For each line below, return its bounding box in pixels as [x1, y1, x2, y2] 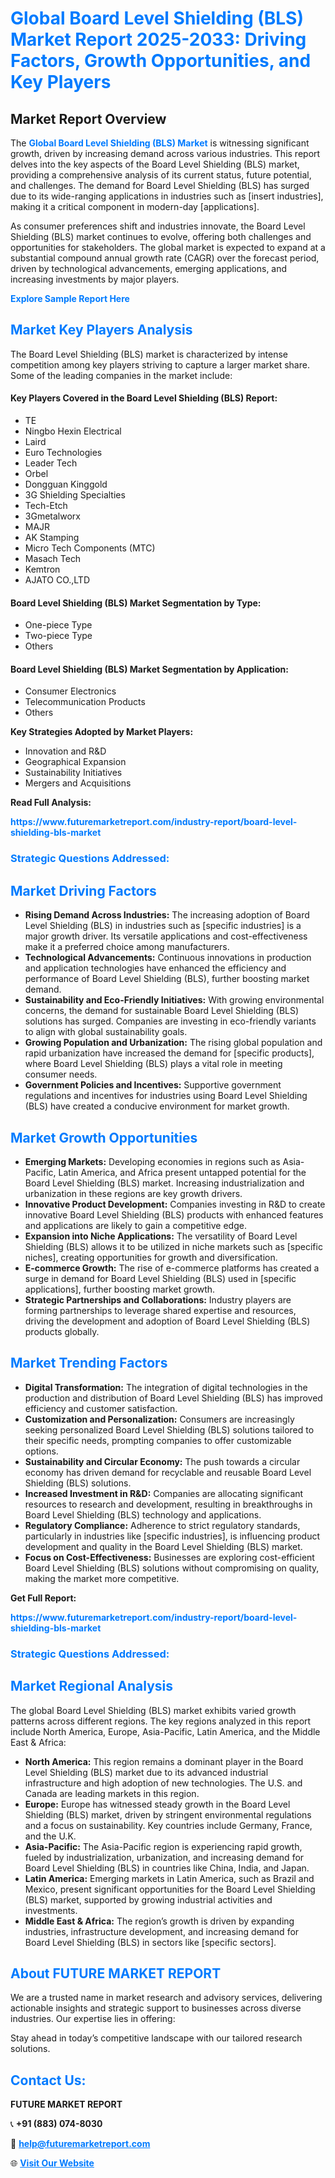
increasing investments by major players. [10, 273, 180, 285]
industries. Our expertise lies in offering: [10, 2013, 176, 2025]
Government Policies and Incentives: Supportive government [24, 1079, 282, 1091]
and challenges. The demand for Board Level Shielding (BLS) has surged [10, 180, 310, 191]
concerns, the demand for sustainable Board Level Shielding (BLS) [24, 1005, 300, 1017]
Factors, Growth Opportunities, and [10, 50, 312, 72]
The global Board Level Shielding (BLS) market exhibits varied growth [10, 1704, 297, 1716]
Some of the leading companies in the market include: [10, 369, 233, 381]
